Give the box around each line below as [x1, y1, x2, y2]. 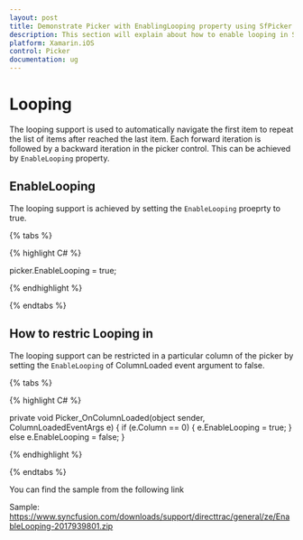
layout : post [9, 13, 59, 23]
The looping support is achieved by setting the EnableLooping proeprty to [9, 202, 281, 213]
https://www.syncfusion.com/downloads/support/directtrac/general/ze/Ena [9, 511, 290, 522]
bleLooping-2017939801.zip [9, 520, 114, 531]
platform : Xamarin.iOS [9, 38, 95, 48]
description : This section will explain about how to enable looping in [9, 30, 289, 39]
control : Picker [9, 47, 70, 56]
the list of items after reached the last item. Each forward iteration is [9, 133, 262, 144]
